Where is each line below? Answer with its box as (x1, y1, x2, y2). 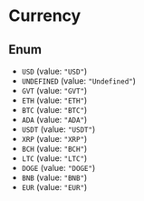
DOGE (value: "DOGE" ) (21, 163, 96, 173)
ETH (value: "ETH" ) (21, 95, 88, 106)
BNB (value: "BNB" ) (21, 172, 88, 183)
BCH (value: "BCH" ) (21, 143, 88, 154)
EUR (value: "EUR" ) (21, 182, 88, 192)
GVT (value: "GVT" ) (21, 85, 88, 95)
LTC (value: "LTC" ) (21, 153, 88, 164)
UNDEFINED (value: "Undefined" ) (21, 75, 137, 86)
